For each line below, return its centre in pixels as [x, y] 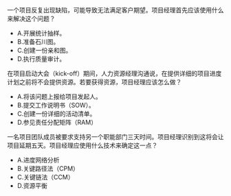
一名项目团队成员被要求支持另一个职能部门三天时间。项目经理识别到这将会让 [115, 137]
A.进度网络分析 [38, 160]
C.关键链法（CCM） [45, 177]
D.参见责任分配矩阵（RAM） [57, 122]
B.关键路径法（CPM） [48, 169]
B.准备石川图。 [38, 42]
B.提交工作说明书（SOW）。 [56, 105]
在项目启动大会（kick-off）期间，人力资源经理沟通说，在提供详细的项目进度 [114, 73]
